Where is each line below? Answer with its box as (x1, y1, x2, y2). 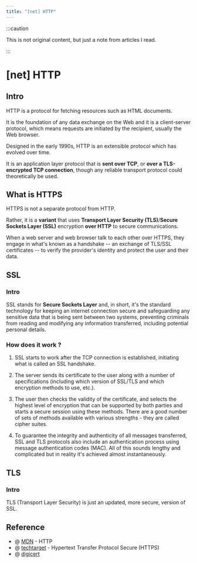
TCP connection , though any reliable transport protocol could (33, 166, 183, 174)
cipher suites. (14, 421, 48, 428)
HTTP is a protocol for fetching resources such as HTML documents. (6, 107, 173, 114)
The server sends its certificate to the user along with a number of (14, 372, 175, 379)
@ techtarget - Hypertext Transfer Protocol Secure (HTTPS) (14, 544, 159, 551)
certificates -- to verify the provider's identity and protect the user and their (6, 246, 189, 254)
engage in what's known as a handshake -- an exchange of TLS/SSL (6, 241, 172, 248)
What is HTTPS (6, 189, 63, 200)
